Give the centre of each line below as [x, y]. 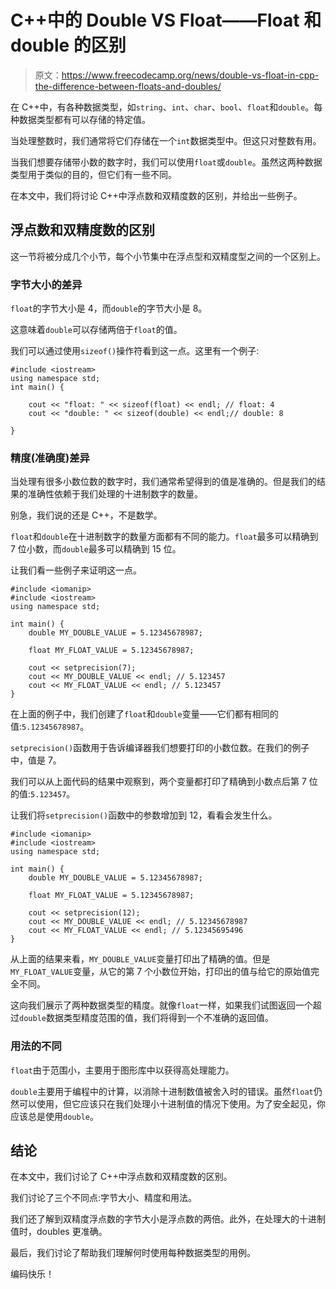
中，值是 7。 [36, 760]
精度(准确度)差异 [50, 458]
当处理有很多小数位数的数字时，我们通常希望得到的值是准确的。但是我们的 [163, 482]
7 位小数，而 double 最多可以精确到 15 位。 [96, 549]
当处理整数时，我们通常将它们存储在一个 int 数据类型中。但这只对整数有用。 [166, 140]
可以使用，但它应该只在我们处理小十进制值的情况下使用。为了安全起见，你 [172, 1103]
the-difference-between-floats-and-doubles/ [128, 86]
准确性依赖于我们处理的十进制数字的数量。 [115, 494]
